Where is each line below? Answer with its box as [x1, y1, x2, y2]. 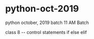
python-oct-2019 [5, 3, 79, 14]
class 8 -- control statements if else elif [5, 29, 87, 35]
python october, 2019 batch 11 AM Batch [5, 19, 89, 25]
